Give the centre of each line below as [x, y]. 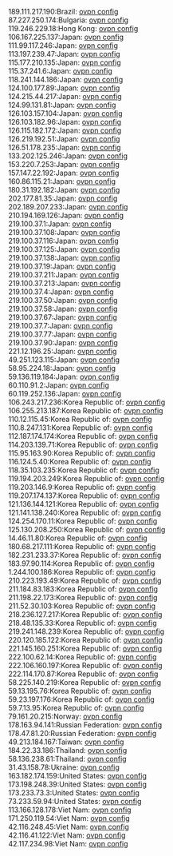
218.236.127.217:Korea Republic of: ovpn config [85, 614]
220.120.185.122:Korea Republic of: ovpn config [86, 640]
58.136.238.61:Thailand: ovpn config [67, 759]
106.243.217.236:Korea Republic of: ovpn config [87, 402]
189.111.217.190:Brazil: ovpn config [63, 12]
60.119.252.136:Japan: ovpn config [65, 394]
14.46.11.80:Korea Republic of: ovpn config [78, 538]
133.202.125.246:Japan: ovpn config [68, 156]
